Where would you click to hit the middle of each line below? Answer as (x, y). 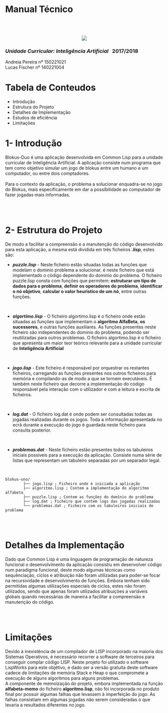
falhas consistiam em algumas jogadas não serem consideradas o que (78, 699)
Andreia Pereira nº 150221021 (36, 62)
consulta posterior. (32, 430)
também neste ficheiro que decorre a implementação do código (78, 384)
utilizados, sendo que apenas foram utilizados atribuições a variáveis (76, 591)
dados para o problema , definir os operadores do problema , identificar (88, 286)
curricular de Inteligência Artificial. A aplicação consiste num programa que (83, 163)
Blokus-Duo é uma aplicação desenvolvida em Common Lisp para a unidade (84, 158)
